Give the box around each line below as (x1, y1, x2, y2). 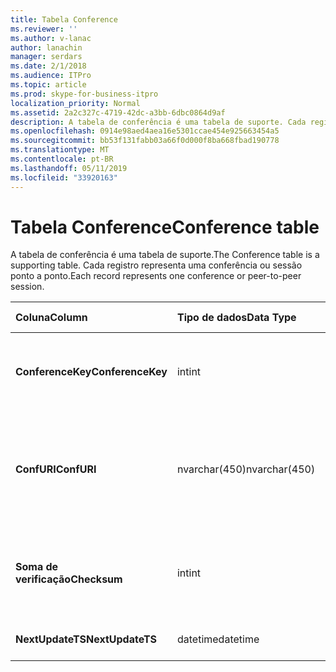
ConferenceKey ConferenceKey (15, 365, 168, 379)
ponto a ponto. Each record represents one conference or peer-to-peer (10, 270, 302, 282)
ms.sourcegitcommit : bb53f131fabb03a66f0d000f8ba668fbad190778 (10, 136, 280, 146)
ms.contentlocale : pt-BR (10, 154, 114, 164)
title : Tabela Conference (10, 14, 118, 25)
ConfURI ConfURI (15, 462, 97, 476)
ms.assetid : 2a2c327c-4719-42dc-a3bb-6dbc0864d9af (10, 107, 226, 118)
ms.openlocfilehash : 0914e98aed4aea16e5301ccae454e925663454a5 (10, 126, 280, 136)
